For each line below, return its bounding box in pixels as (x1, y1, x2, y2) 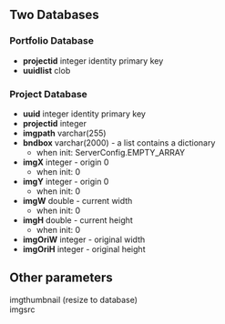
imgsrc (9, 304, 36, 315)
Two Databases (9, 7, 100, 23)
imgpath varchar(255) (22, 127, 107, 138)
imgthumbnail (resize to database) (9, 294, 138, 305)
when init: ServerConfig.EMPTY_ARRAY (36, 147, 186, 157)
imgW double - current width (22, 195, 133, 206)
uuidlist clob (22, 65, 71, 76)
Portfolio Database (9, 35, 94, 47)
